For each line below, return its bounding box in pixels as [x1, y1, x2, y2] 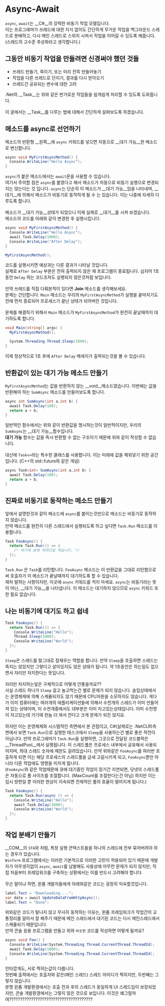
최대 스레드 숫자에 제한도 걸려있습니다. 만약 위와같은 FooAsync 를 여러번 [19, 747, 155, 754]
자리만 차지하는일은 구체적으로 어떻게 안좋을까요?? [5, 681, 102, 687]
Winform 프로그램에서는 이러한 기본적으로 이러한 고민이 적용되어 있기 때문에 [5, 857, 149, 863]
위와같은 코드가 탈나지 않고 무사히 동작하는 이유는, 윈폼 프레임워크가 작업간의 [5, 909, 152, 915]
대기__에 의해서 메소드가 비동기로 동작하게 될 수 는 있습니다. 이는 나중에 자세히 [5, 192, 155, 198]
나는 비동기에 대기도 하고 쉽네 [5, 607, 89, 616]
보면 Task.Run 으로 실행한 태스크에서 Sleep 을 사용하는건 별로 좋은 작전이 [18, 729, 156, 735]
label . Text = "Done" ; [5, 900, 50, 905]
